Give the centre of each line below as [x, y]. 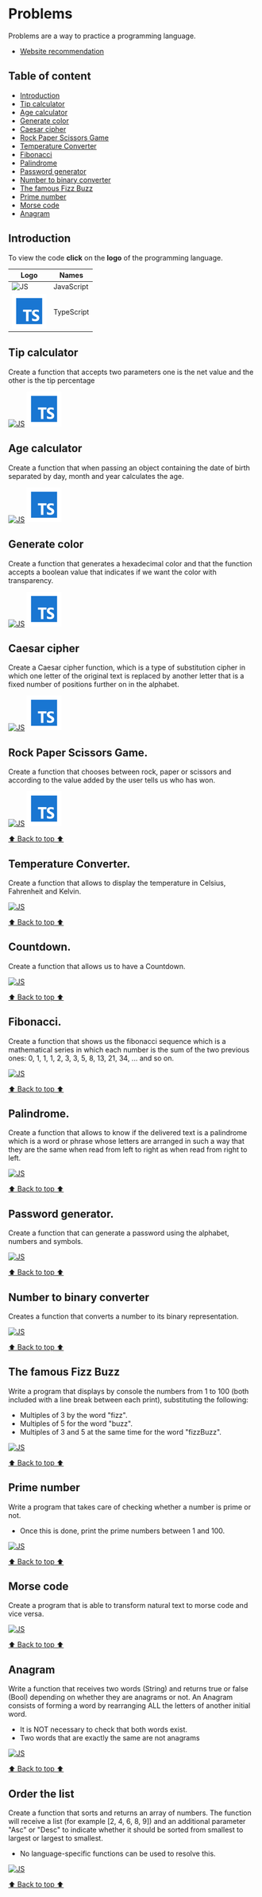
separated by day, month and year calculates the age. [96, 476]
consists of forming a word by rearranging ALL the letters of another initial [129, 1706]
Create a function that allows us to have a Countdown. [97, 966]
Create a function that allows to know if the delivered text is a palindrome [128, 1133]
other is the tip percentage [52, 380]
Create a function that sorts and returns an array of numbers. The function [130, 1813]
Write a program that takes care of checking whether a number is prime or [130, 1507]
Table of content [50, 76]
